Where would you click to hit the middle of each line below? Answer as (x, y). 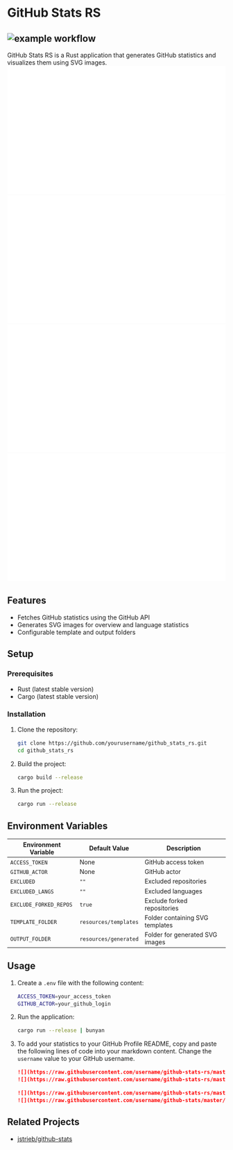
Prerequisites (30, 674)
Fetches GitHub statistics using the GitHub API (84, 617)
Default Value (109, 848)
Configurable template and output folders (76, 632)
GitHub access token (174, 862)
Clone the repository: (48, 729)
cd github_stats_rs (45, 750)
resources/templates (109, 922)
